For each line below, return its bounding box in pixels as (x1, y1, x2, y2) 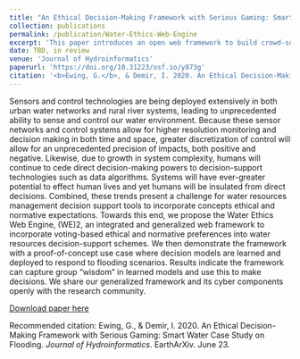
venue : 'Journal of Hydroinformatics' (9, 54, 154, 63)
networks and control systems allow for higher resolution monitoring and (9, 124, 277, 135)
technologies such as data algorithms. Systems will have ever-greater (9, 171, 266, 182)
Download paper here (9, 303, 89, 313)
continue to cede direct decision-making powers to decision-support (9, 162, 263, 172)
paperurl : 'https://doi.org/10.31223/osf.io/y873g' (9, 63, 205, 72)
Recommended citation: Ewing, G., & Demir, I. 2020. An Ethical (9, 320, 238, 330)
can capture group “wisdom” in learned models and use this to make (9, 266, 262, 277)
